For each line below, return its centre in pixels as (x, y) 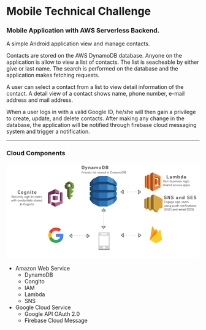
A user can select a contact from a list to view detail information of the (95, 87)
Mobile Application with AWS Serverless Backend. (83, 31)
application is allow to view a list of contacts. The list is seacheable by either (103, 62)
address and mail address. (40, 100)
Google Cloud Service (43, 307)
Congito (34, 281)
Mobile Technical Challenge (79, 11)
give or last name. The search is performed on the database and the (92, 69)
